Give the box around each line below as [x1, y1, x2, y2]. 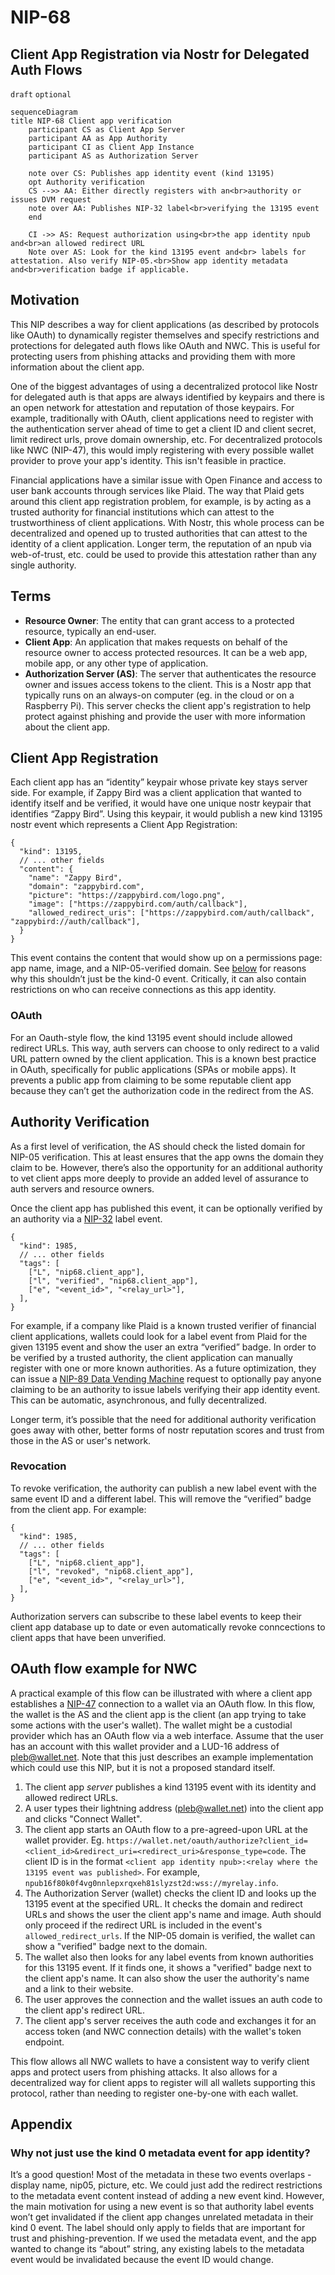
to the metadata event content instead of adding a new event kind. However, [10, 2190, 325, 2202]
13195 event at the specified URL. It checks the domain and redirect [24, 1897, 303, 1910]
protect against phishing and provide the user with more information [24, 710, 306, 722]
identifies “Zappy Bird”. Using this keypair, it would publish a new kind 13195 [10, 808, 323, 820]
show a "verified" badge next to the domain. [24, 1940, 208, 1952]
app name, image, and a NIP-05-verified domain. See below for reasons [10, 962, 307, 975]
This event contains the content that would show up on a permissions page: [10, 952, 323, 964]
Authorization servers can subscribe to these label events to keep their [10, 1610, 302, 1622]
